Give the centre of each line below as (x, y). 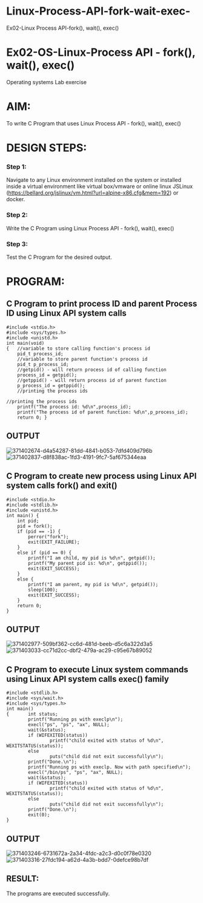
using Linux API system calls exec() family (88, 679)
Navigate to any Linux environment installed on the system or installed (94, 180)
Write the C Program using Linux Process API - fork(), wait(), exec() (90, 228)
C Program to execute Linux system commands (97, 669)
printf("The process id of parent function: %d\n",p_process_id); (103, 412)
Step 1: (16, 167)
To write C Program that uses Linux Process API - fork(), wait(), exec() (94, 123)
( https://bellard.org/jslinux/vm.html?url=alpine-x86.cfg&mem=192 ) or (92, 193)
